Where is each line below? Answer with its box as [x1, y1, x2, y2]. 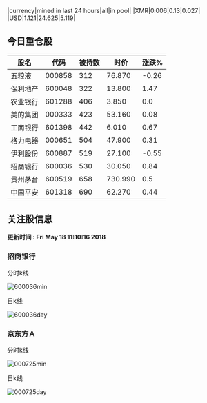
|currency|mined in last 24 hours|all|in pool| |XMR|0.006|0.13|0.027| [7, 7, 201, 14]
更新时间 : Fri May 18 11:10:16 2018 [7, 233, 106, 241]
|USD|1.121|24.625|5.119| [7, 14, 76, 22]
